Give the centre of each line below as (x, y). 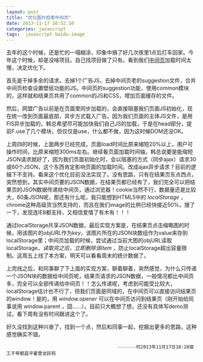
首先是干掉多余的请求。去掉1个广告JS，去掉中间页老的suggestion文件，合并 (101, 81)
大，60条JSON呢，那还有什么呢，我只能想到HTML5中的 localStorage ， (96, 197)
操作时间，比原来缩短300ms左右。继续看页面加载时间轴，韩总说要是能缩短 (100, 152)
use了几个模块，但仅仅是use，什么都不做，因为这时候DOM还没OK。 (101, 132)
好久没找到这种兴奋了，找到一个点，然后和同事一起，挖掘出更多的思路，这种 (101, 327)
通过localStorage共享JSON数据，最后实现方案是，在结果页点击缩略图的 (95, 226)
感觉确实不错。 (25, 335)
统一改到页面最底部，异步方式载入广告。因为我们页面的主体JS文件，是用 (102, 116)
